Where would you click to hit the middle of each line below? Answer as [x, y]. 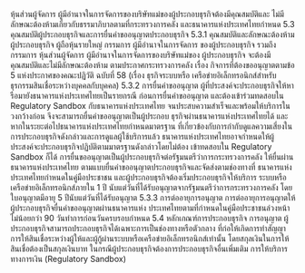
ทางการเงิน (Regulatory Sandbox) [68, 259]
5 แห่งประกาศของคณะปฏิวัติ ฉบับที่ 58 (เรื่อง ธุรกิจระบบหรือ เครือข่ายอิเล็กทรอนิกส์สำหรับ [143, 75]
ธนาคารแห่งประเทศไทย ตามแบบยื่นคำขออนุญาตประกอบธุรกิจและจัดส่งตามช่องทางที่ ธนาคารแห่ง [152, 167]
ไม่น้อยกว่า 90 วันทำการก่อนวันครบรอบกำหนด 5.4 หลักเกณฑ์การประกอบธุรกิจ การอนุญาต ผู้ [149, 218]
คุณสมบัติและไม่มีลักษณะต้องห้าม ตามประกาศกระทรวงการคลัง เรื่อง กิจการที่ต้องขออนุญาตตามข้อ [152, 65]
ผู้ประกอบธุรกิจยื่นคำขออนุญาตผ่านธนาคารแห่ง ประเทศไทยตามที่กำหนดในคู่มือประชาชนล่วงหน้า [150, 208]
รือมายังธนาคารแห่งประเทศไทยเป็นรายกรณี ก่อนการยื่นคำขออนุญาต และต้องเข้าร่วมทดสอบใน [147, 96]
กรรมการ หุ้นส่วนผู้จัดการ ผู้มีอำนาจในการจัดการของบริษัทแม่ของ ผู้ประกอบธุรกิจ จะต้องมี [141, 55]
